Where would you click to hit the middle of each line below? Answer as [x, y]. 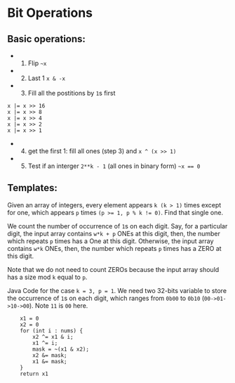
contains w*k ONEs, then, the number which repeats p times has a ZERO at [115, 248]
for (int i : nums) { [51, 331]
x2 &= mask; [50, 355]
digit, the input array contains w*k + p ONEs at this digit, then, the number [114, 233]
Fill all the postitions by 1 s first [72, 93]
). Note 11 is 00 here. [59, 305]
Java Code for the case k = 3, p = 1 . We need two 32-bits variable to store [117, 290]
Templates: [32, 188]
